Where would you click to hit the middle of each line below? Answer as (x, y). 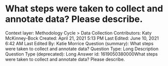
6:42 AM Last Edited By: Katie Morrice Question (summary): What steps (79, 43)
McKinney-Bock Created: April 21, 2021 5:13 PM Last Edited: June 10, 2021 (82, 38)
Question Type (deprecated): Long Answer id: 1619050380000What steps (81, 54)
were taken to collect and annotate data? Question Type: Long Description (82, 49)
